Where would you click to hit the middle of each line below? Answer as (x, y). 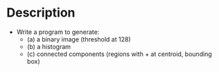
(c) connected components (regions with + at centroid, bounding (119, 54)
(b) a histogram (49, 46)
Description (41, 13)
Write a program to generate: (58, 32)
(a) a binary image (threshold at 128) (79, 39)
